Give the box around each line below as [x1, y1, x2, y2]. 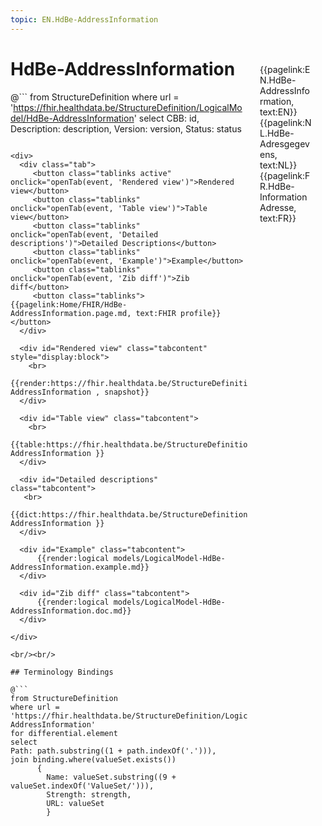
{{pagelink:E [259, 63, 311, 75]
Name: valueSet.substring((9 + [46, 772, 177, 782]
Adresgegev [259, 137, 310, 150]
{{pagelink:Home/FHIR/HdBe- [10, 299, 128, 310]
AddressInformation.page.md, [10, 308, 132, 318]
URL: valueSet [46, 798, 105, 808]
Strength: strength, [46, 789, 132, 800]
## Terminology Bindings [10, 667, 114, 677]
